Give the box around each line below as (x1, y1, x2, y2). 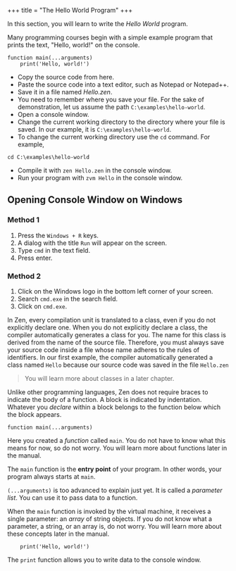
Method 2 (7, 271, 41, 281)
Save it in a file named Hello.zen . (17, 88, 113, 96)
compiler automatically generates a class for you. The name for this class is (7, 330, 227, 339)
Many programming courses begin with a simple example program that (7, 33, 213, 42)
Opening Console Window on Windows (7, 194, 183, 206)
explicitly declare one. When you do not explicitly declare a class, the (7, 323, 208, 332)
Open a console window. (17, 111, 89, 118)
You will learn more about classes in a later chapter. (24, 374, 175, 382)
